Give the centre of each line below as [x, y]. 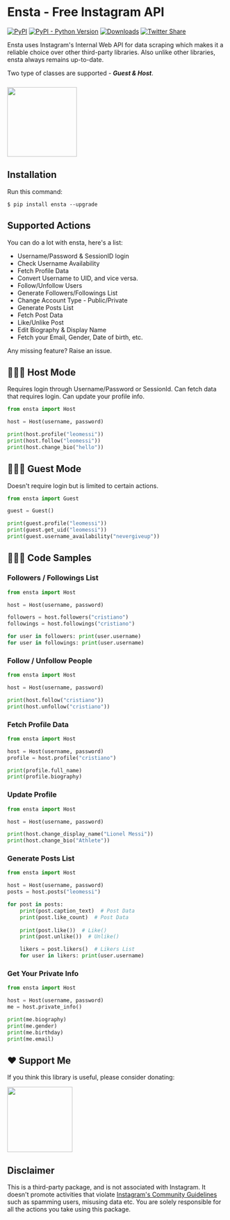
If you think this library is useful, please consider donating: [91, 1077]
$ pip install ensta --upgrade [52, 204]
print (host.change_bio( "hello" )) [56, 447]
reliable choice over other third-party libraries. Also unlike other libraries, [111, 52]
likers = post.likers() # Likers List [77, 950]
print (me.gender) [32, 1026]
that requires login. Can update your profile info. [76, 396]
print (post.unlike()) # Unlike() [69, 937]
